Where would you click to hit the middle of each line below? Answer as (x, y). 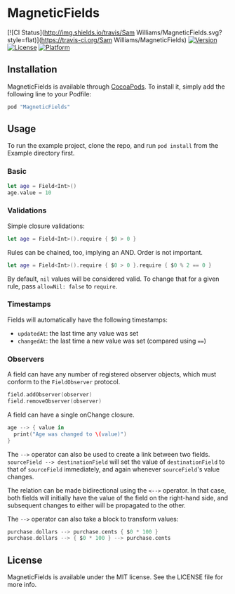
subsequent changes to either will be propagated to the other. (96, 505)
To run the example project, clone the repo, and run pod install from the (113, 146)
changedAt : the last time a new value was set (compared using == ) (112, 341)
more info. (22, 585)
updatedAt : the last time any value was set (78, 333)
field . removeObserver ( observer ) (54, 401)
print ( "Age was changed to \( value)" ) (70, 434)
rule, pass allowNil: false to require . (62, 286)
